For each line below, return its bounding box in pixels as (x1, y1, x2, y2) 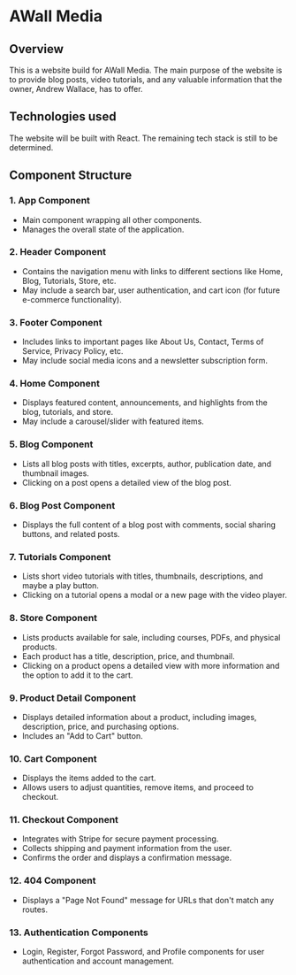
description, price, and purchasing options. (21, 721, 179, 732)
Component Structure (9, 168, 133, 183)
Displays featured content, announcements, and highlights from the (21, 397, 268, 408)
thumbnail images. (21, 467, 90, 479)
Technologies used (9, 109, 117, 125)
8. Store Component (9, 612, 98, 625)
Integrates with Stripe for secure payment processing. (21, 833, 219, 844)
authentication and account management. (21, 956, 175, 966)
